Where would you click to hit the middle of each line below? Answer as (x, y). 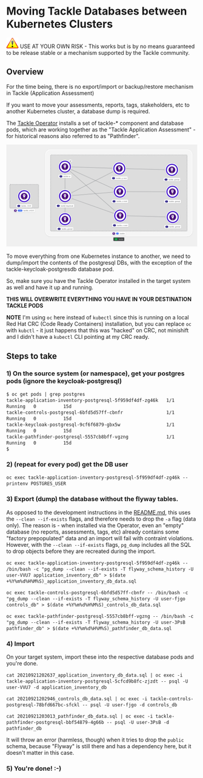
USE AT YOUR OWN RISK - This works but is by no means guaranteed (107, 46)
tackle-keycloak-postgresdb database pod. (60, 269)
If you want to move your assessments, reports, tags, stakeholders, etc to (98, 105)
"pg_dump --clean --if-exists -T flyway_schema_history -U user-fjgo (96, 599)
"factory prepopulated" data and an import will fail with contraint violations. (100, 538)
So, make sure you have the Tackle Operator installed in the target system (98, 281)
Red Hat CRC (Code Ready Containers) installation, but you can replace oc (99, 324)
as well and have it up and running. (50, 288)
